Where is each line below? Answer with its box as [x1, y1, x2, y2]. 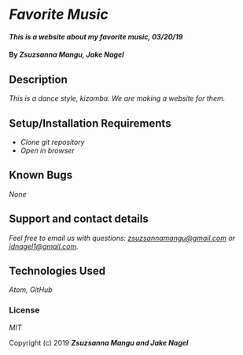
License [9, 305, 40, 316]
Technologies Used [9, 264, 105, 278]
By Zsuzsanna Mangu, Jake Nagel [9, 50, 124, 60]
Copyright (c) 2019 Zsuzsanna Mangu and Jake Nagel [9, 338, 189, 347]
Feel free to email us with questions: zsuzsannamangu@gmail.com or [9, 233, 235, 242]
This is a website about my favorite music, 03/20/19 [9, 31, 183, 41]
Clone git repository [20, 138, 85, 146]
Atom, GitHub [9, 285, 53, 294]
